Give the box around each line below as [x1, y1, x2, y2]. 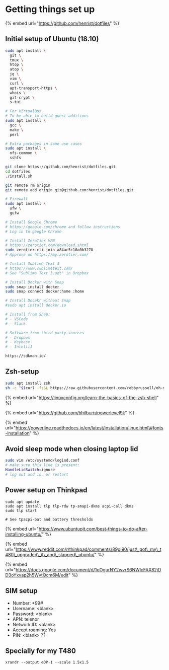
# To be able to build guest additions [5, 113, 89, 119]
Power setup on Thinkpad [5, 486, 88, 494]
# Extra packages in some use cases [5, 141, 82, 146]
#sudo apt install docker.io [5, 303, 66, 308]
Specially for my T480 [5, 646, 76, 655]
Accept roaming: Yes [12, 627, 56, 633]
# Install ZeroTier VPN [5, 238, 55, 243]
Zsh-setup [5, 367, 39, 376]
